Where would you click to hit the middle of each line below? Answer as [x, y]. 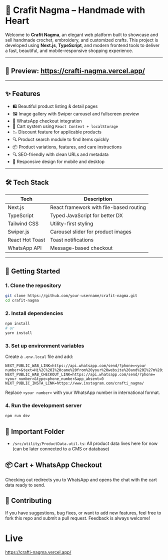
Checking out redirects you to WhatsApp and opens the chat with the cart [81, 479]
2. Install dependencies [34, 313]
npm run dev [17, 416]
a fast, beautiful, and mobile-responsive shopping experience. [69, 50]
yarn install [19, 333]
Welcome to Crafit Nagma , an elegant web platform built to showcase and [82, 34]
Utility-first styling [71, 223]
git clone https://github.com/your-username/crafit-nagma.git [71, 296]
